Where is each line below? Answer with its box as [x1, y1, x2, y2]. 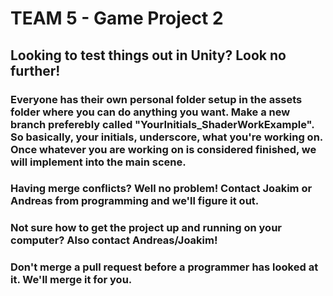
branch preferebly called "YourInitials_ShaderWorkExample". [10, 117, 315, 131]
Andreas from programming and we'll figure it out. [10, 194, 260, 208]
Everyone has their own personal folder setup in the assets [10, 92, 303, 106]
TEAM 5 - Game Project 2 [10, 7, 224, 30]
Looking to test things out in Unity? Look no [10, 47, 287, 64]
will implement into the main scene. [10, 155, 187, 169]
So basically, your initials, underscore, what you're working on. [10, 130, 323, 144]
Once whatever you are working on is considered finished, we [10, 142, 317, 156]
